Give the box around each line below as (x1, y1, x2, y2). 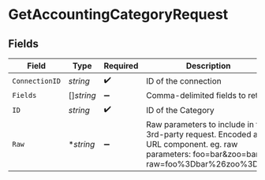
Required (103, 61, 139, 71)
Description (185, 61, 231, 71)
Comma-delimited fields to (145, 90, 246, 100)
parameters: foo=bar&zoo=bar (145, 148, 259, 159)
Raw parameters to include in (145, 119, 255, 129)
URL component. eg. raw (145, 139, 238, 149)
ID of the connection (145, 75, 222, 86)
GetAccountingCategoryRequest (8, 6, 229, 24)
